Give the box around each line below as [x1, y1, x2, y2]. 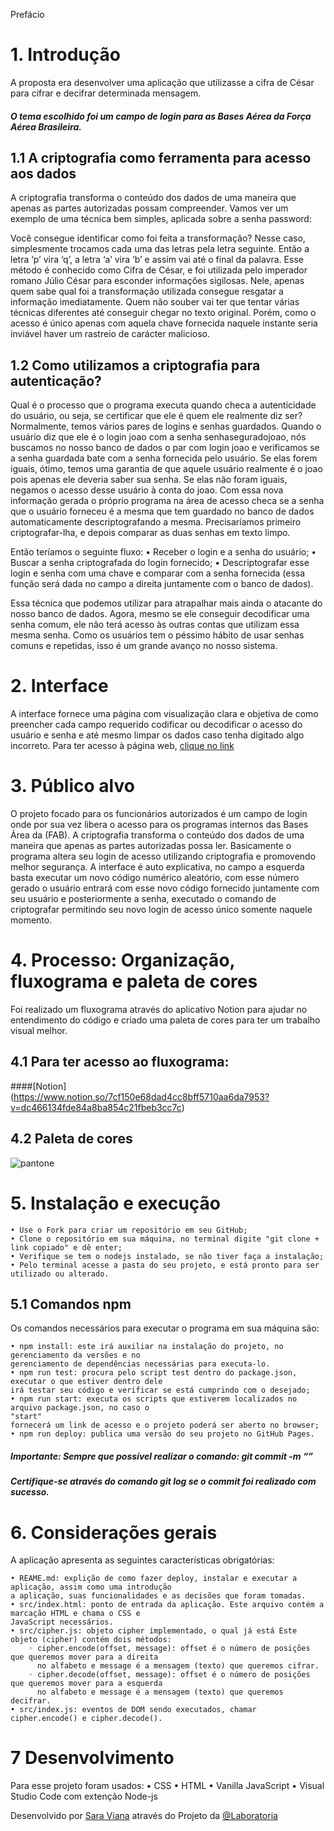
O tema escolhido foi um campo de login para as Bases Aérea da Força [10, 110, 312, 122]
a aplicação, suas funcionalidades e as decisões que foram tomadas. [10, 1591, 307, 1601]
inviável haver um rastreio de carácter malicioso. [10, 328, 210, 340]
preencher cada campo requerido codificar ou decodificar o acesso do [10, 719, 303, 731]
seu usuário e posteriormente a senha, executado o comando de [10, 893, 277, 905]
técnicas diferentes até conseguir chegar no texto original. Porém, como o [10, 307, 317, 319]
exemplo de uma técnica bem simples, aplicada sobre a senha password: [10, 213, 312, 225]
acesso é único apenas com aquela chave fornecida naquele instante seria [10, 317, 318, 329]
